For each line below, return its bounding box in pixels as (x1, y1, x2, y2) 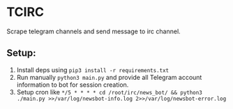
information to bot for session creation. (16, 81, 129, 89)
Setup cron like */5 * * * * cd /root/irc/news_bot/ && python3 (16, 87, 203, 96)
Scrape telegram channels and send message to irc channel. (6, 27, 181, 35)
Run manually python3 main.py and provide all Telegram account (16, 73, 202, 81)
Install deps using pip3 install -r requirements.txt (16, 65, 170, 74)
